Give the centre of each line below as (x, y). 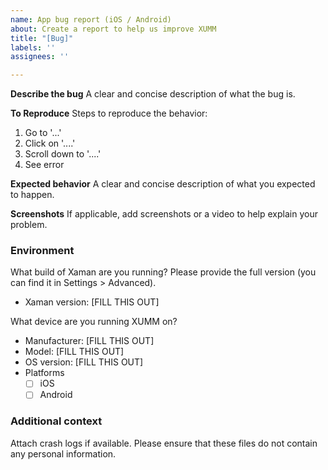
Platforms (44, 373)
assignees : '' (40, 57)
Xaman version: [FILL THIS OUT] (92, 302)
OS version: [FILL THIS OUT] (84, 362)
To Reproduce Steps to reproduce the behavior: (109, 113)
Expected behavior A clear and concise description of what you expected (163, 184)
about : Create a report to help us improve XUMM (113, 29)
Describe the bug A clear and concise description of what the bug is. (153, 94)
